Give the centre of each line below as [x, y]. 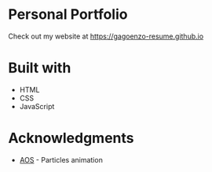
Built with [40, 68]
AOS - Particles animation [61, 159]
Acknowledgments [71, 138]
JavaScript [37, 106]
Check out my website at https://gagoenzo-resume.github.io [106, 36]
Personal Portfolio [68, 15]
